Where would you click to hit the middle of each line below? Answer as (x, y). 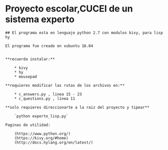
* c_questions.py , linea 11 (45, 98)
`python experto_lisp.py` (41, 116)
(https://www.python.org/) (43, 133)
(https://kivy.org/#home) (41, 138)
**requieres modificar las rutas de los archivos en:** (65, 85)
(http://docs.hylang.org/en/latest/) (54, 142)
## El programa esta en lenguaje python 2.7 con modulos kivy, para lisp (84, 33)
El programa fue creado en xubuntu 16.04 (49, 46)
